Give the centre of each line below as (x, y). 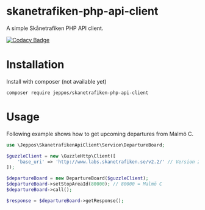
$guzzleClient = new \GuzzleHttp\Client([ (61, 156)
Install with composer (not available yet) (56, 81)
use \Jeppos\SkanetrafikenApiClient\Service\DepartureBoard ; (86, 145)
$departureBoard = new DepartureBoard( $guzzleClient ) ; (77, 178)
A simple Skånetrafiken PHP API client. (55, 28)
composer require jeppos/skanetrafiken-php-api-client (77, 93)
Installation (35, 65)
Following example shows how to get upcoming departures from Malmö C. (100, 134)
